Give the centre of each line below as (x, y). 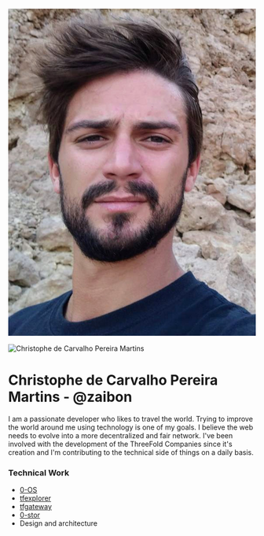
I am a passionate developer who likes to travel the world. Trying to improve (131, 419)
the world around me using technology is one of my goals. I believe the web (131, 427)
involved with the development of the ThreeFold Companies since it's (121, 444)
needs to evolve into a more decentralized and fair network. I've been (121, 435)
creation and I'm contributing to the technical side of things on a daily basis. (131, 452)
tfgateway (36, 506)
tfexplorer (35, 498)
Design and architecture (59, 523)
